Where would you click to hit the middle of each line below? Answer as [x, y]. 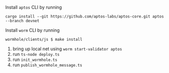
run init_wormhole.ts [35, 59]
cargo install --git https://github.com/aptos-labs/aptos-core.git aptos [85, 17]
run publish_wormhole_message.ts [47, 65]
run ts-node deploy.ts [36, 54]
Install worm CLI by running [32, 30]
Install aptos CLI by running [34, 7]
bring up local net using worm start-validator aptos [67, 49]
